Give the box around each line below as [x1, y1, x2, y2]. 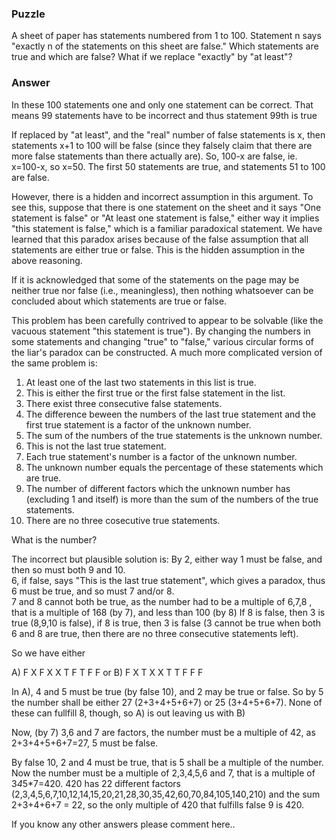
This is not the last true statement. [25, 440, 167, 452]
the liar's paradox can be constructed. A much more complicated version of [11, 346, 323, 358]
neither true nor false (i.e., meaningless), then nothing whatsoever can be [11, 284, 314, 296]
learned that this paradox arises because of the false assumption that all [11, 233, 309, 245]
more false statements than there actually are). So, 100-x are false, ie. [11, 150, 298, 162]
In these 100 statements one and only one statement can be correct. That [11, 98, 314, 111]
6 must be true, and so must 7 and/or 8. [11, 585, 175, 597]
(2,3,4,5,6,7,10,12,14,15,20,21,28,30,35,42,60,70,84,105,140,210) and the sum [11, 788, 321, 800]
